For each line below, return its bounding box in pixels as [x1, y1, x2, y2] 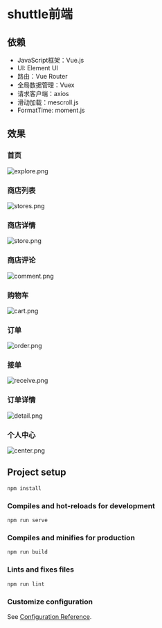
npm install [7, 485, 42, 492]
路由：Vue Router [17, 72, 68, 80]
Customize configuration [7, 597, 93, 606]
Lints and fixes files [7, 565, 75, 574]
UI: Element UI [17, 64, 59, 72]
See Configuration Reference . [7, 613, 92, 621]
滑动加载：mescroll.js [17, 98, 79, 107]
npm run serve [7, 517, 48, 524]
